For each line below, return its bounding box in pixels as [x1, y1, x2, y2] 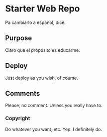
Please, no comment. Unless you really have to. [5, 103, 103, 109]
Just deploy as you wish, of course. [5, 75, 78, 81]
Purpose [5, 34, 32, 42]
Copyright [5, 115, 30, 122]
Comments [5, 89, 40, 98]
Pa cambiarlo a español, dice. [5, 19, 66, 25]
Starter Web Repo [5, 3, 80, 14]
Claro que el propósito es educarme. [5, 47, 81, 53]
